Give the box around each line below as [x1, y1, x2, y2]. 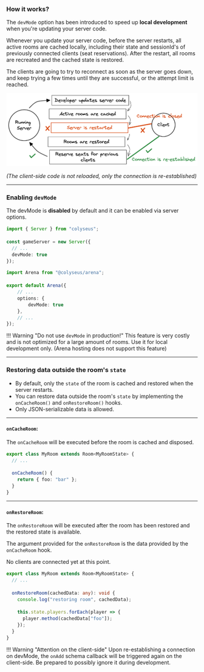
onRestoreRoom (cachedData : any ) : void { [12, 590, 115, 596]
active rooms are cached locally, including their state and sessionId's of [6, 43, 186, 50]
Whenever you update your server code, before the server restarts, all [6, 37, 182, 44]
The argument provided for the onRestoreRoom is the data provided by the [6, 540, 188, 547]
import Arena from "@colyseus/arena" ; [6, 270, 104, 276]
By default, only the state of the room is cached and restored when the [15, 379, 194, 387]
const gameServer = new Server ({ [6, 239, 91, 245]
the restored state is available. [6, 528, 82, 536]
